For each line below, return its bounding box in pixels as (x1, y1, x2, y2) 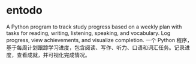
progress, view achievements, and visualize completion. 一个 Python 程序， (6, 36, 193, 43)
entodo (6, 4, 43, 17)
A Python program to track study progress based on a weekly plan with (6, 23, 182, 30)
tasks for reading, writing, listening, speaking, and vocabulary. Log (6, 29, 171, 36)
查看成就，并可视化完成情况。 (16, 51, 91, 58)
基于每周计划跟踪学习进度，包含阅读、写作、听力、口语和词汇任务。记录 (6, 44, 185, 51)
